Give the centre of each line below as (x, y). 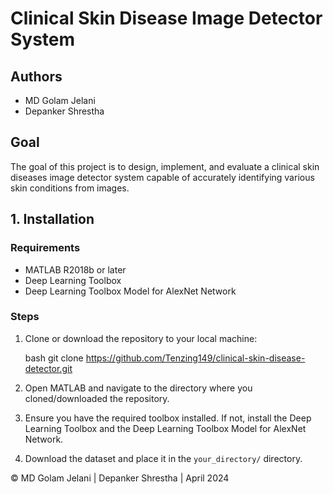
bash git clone (54, 358)
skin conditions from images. (70, 188)
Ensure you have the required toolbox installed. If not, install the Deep (168, 418)
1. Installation (52, 219)
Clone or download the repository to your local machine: (141, 338)
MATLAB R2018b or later (75, 269)
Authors (36, 76)
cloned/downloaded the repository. (97, 398)
